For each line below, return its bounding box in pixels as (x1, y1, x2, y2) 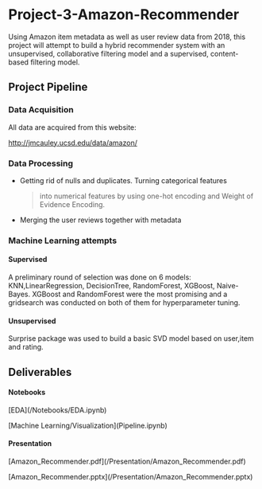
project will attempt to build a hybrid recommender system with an (8, 40, 225, 49)
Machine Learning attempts (8, 235, 118, 246)
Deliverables (8, 365, 72, 379)
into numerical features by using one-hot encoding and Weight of (39, 191, 254, 201)
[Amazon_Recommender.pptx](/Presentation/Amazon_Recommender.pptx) (8, 472, 253, 482)
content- (210, 49, 239, 58)
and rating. (8, 342, 44, 352)
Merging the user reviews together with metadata (19, 215, 182, 225)
